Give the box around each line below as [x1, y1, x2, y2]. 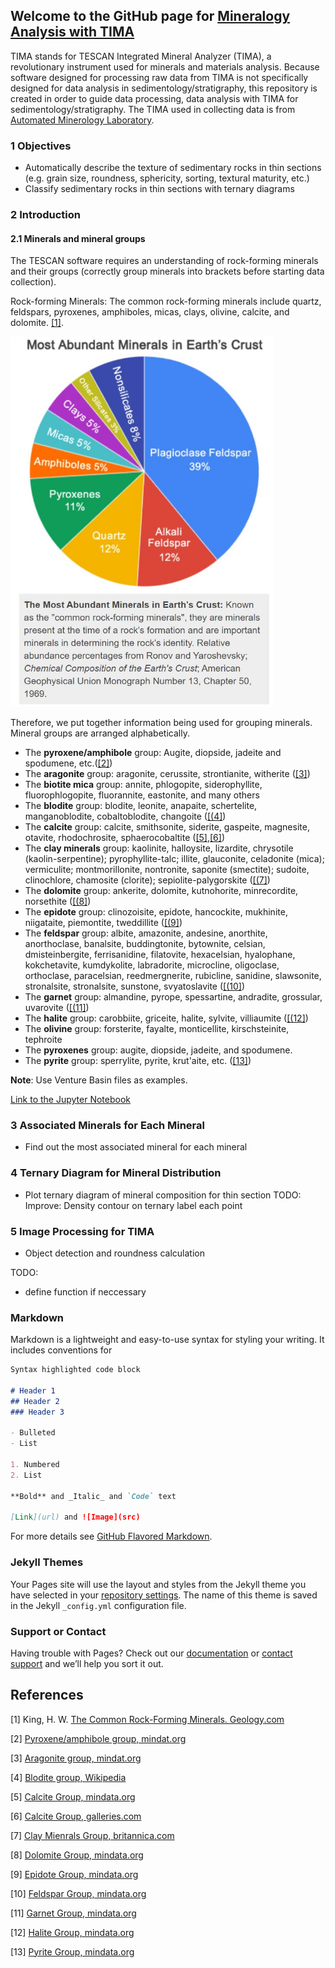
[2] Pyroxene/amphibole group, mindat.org [10, 1732, 187, 1744]
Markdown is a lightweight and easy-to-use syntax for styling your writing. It [10, 1334, 325, 1346]
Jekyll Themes [10, 1555, 84, 1569]
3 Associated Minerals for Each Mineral [10, 1118, 205, 1132]
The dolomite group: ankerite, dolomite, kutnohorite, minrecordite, [24, 885, 299, 897]
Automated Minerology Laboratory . [10, 114, 155, 126]
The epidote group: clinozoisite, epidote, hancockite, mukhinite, [24, 906, 288, 918]
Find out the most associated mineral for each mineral [24, 1141, 248, 1153]
